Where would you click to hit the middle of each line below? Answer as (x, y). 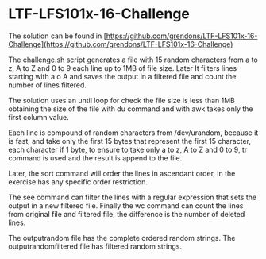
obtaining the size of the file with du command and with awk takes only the (131, 109)
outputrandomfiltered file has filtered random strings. (95, 246)
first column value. (39, 117)
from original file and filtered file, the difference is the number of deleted (127, 214)
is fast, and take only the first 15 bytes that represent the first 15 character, (130, 141)
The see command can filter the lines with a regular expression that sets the (132, 197)
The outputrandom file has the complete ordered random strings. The (122, 238)
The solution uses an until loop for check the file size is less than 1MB (122, 100)
